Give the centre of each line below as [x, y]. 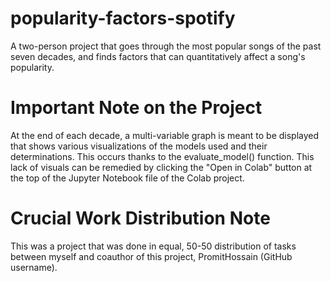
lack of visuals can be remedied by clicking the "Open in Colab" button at [161, 167]
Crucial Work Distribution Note [140, 218]
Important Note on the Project [136, 108]
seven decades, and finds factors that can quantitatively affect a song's [158, 56]
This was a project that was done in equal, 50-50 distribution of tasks [153, 246]
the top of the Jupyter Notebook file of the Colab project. [127, 178]
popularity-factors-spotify [123, 18]
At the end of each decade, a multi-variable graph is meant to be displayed [165, 135]
